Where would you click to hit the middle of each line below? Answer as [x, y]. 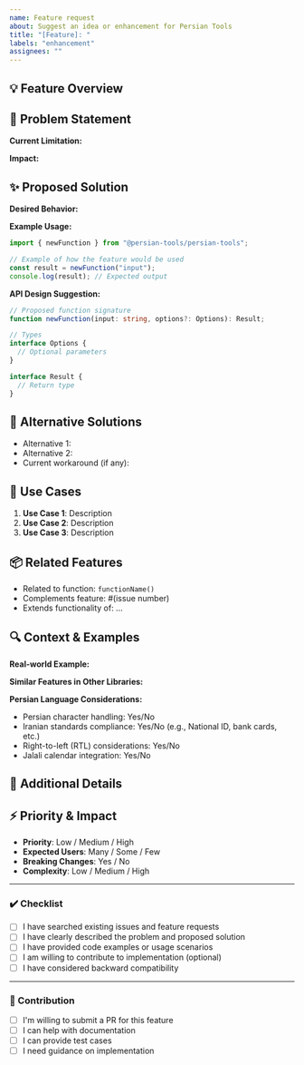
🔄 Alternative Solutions [76, 421]
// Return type [46, 385]
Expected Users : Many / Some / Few [91, 851]
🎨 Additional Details [66, 784]
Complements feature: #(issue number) [96, 598]
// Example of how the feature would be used [96, 259]
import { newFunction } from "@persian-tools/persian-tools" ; [129, 243]
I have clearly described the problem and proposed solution [134, 937]
